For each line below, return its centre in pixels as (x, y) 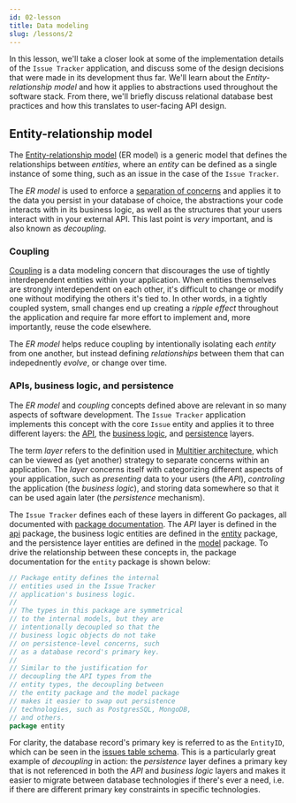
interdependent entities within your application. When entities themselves (143, 280)
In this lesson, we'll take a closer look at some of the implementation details (147, 59)
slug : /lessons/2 (41, 34)
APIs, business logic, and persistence (91, 386)
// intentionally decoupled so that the (85, 627)
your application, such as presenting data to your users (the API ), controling (147, 478)
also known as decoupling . (58, 229)
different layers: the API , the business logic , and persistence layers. (132, 433)
